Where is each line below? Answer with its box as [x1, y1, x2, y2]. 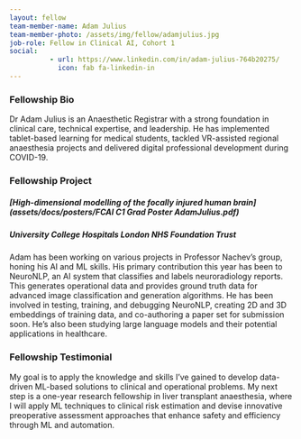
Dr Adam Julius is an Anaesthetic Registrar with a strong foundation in [9, 114, 269, 124]
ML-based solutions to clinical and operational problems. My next [34, 380, 278, 392]
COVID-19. [9, 152, 49, 163]
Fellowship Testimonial [9, 351, 113, 363]
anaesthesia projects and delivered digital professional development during [9, 142, 289, 153]
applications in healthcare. [9, 328, 108, 339]
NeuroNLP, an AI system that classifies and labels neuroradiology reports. [9, 271, 284, 282]
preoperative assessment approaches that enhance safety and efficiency [9, 409, 281, 420]
